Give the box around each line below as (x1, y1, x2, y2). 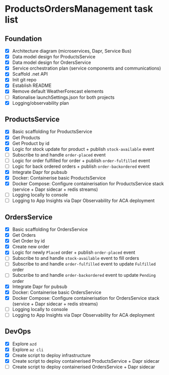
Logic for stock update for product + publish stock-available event (12, 146, 155, 152)
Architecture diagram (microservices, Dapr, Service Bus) (12, 48, 132, 54)
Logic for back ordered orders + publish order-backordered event (12, 163, 150, 169)
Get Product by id (12, 140, 50, 146)
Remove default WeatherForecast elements (12, 88, 103, 95)
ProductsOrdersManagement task (5, 3, 153, 15)
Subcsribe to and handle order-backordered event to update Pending (12, 272, 156, 278)
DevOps (5, 327, 31, 336)
